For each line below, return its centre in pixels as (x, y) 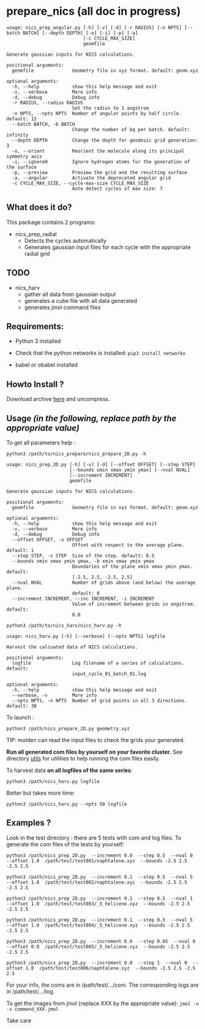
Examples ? (29, 823)
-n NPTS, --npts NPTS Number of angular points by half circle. (97, 113)
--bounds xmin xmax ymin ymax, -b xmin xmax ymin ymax (83, 561)
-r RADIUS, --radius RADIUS (48, 102)
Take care (19, 1020)
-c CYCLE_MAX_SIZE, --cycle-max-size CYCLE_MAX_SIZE (80, 183)
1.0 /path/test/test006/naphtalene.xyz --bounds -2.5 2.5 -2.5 (110, 968)
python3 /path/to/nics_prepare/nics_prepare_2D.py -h (76, 454)
